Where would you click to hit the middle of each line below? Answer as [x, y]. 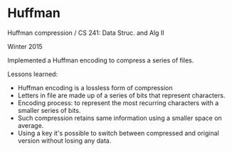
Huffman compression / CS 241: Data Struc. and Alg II [86, 33]
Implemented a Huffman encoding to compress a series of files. [101, 60]
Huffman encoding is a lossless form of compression [95, 87]
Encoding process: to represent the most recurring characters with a [118, 103]
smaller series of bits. [49, 110]
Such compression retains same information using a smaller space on [120, 118]
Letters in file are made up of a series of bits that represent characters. [121, 95]
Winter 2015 [25, 46]
